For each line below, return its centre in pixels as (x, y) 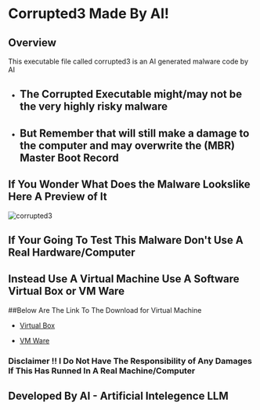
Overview (32, 43)
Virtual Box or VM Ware (67, 291)
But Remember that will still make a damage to (134, 133)
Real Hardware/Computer (72, 252)
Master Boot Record (69, 158)
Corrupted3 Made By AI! (89, 14)
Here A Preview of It (58, 197)
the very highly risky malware (94, 107)
